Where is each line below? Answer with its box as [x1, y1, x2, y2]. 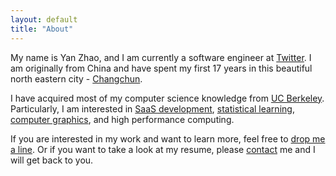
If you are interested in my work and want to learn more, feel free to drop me [10, 132, 326, 145]
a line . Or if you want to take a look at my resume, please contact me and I [10, 143, 316, 155]
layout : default [10, 14, 78, 25]
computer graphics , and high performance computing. [10, 113, 235, 125]
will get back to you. [10, 154, 94, 166]
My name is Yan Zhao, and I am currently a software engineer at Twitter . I [10, 51, 312, 63]
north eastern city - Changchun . [10, 72, 143, 85]
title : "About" [10, 24, 74, 34]
